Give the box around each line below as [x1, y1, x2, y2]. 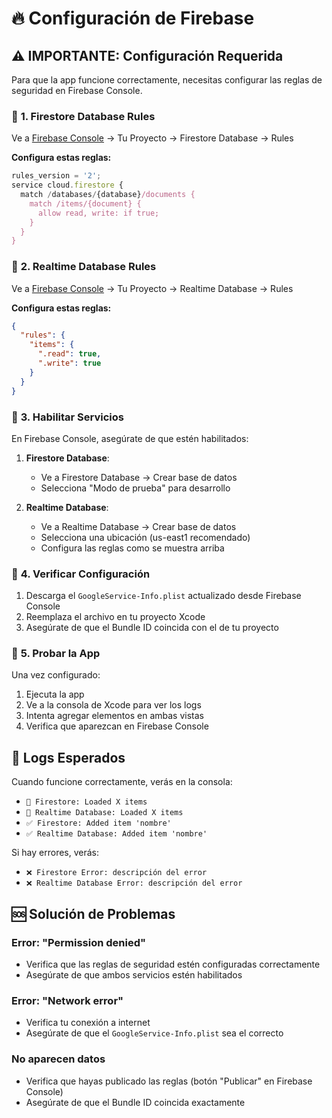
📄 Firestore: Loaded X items [25, 797, 148, 807]
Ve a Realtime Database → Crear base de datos [40, 520, 237, 532]
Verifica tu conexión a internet [25, 1017, 151, 1029]
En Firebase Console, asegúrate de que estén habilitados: [11, 432, 249, 444]
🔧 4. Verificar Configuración [11, 567, 151, 581]
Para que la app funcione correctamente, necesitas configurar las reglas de [11, 74, 323, 86]
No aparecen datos [11, 1052, 106, 1066]
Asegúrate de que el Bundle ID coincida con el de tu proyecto [25, 622, 279, 634]
